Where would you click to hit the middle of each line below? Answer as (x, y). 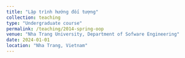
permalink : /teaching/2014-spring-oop (55, 29)
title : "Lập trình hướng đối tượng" (52, 12)
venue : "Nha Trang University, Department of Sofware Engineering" (93, 34)
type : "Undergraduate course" (44, 23)
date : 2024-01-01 (28, 40)
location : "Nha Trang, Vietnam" (47, 46)
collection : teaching (34, 18)
